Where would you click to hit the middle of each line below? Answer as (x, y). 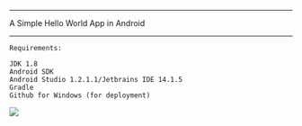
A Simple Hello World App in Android (77, 23)
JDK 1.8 (24, 64)
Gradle (22, 87)
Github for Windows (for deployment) (80, 95)
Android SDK (31, 72)
